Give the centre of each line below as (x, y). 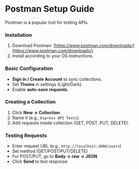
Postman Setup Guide (50, 9)
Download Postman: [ (33, 46)
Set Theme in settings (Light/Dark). (47, 84)
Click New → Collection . (37, 112)
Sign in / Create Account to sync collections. (57, 79)
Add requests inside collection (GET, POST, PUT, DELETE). (70, 123)
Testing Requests (26, 135)
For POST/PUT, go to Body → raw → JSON (55, 156)
